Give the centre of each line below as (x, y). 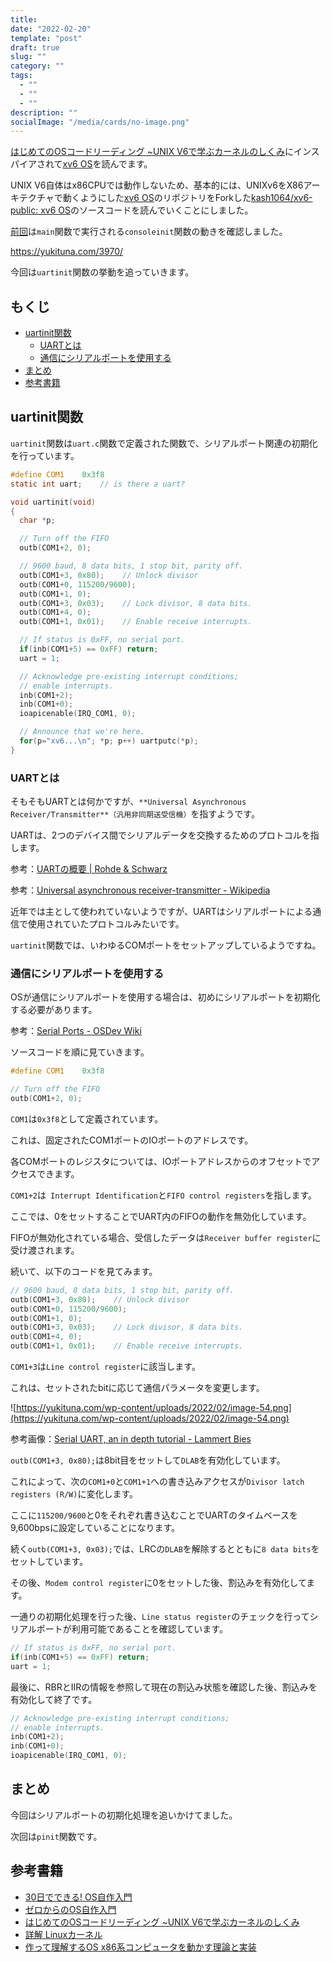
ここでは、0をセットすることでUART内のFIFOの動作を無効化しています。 (161, 1216)
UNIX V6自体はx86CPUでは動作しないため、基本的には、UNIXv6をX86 (157, 185)
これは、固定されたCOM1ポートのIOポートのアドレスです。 (132, 1140)
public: (24, 210)
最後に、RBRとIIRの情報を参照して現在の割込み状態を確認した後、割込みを (164, 1687)
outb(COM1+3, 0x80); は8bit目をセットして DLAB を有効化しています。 (148, 1460)
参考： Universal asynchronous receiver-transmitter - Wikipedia (140, 890)
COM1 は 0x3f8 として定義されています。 (87, 1118)
